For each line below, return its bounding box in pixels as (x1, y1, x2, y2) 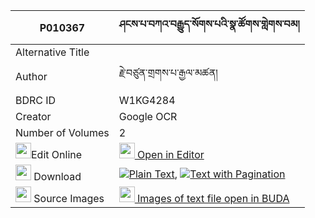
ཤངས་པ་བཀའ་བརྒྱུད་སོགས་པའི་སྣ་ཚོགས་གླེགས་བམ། (118, 17, 300, 31)
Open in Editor (137, 148, 205, 161)
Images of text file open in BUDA (137, 192, 290, 205)
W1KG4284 (118, 94, 176, 107)
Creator (15, 110, 52, 123)
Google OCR (118, 110, 178, 123)
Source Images (33, 192, 105, 205)
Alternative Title (15, 45, 90, 59)
